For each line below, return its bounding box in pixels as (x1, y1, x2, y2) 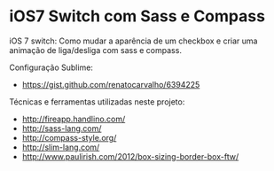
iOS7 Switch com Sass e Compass (9, 6, 266, 27)
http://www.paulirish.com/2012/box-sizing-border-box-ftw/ (21, 151, 239, 161)
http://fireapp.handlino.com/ (21, 113, 126, 124)
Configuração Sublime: (9, 62, 93, 73)
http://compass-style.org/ (21, 132, 117, 143)
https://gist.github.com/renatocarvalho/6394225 (21, 79, 200, 89)
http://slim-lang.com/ (21, 142, 100, 152)
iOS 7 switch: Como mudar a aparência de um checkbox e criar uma (9, 35, 258, 46)
